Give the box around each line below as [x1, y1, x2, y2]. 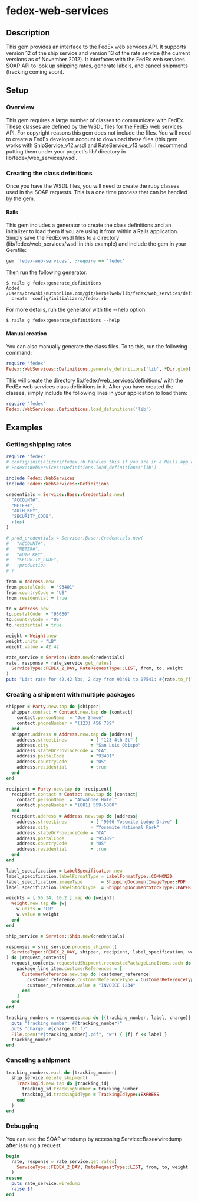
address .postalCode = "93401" [16, 753, 115, 759]
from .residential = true [6, 595, 67, 601]
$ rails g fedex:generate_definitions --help [6, 318, 120, 324]
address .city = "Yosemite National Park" [16, 824, 160, 830]
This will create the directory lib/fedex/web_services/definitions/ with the [6, 377, 183, 384]
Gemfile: [6, 247, 27, 254]
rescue [6, 1175, 22, 1181]
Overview [6, 103, 35, 112]
